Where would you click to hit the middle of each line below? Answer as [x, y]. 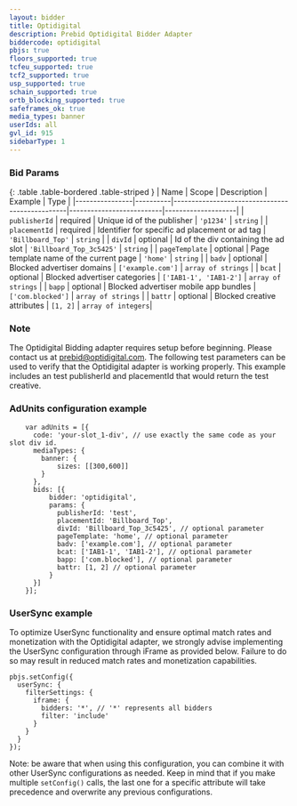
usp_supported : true [48, 84]
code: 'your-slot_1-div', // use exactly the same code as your [154, 435]
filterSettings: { [59, 692]
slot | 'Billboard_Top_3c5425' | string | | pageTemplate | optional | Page [139, 249]
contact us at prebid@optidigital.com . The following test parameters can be [148, 358]
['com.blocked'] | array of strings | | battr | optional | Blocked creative [143, 296]
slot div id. [33, 443]
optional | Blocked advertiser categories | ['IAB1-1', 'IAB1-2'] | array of [145, 278]
